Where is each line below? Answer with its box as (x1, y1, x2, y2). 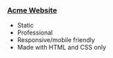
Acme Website (7, 6, 57, 15)
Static (17, 21, 34, 30)
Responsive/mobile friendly (17, 36, 95, 44)
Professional (17, 28, 53, 37)
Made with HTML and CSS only (17, 43, 107, 52)
